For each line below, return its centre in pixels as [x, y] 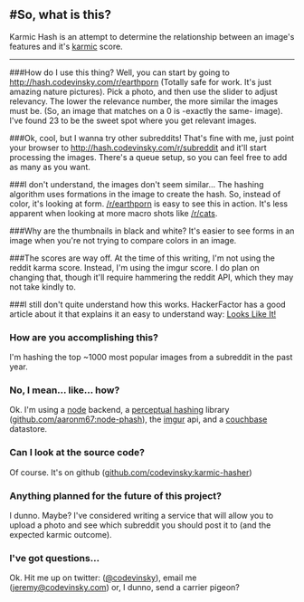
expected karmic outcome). [61, 535]
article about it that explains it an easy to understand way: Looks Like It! [143, 314]
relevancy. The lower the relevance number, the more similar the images [144, 101]
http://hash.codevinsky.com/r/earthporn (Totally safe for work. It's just [140, 81]
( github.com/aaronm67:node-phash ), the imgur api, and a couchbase [138, 419]
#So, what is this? [60, 15]
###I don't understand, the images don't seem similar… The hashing [137, 184]
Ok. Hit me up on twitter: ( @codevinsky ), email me [103, 578]
